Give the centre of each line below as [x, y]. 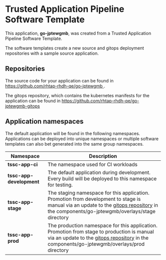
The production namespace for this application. [103, 225]
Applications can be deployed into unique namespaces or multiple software [82, 139]
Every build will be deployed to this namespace [102, 179]
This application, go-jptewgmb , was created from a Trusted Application [78, 33]
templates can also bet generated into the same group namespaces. [75, 144]
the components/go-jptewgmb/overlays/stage [102, 211]
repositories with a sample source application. [52, 53]
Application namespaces [44, 122]
